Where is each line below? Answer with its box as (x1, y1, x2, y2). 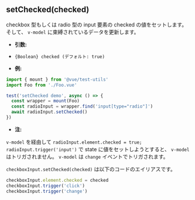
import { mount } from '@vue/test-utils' (6, 76, 109, 82)
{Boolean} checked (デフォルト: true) (14, 54, 105, 59)
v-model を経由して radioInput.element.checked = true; (6, 138, 142, 145)
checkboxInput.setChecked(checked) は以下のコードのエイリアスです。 (6, 165, 176, 172)
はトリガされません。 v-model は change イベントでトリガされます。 (6, 153, 169, 160)
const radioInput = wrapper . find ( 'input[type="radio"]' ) (11, 104, 153, 109)
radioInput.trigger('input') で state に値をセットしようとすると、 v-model (6, 145, 190, 152)
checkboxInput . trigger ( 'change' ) (6, 188, 88, 194)
